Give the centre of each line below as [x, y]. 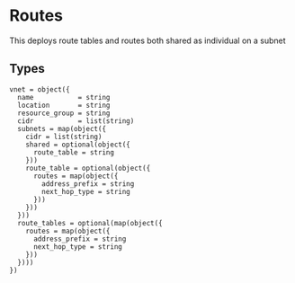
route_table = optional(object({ [88, 168]
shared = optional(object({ [78, 145]
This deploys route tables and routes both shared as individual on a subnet [147, 40]
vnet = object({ [40, 89]
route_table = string [74, 152]
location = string [64, 105]
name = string [64, 97]
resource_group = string [64, 113]
